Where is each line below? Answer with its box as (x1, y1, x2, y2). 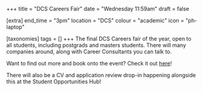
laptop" (6, 24, 25, 30)
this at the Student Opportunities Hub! (6, 78, 101, 85)
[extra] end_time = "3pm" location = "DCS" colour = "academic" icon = (6, 17, 184, 24)
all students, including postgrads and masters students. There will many (6, 42, 187, 49)
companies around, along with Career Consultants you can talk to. (6, 48, 172, 55)
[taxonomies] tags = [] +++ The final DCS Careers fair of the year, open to (6, 35, 191, 42)
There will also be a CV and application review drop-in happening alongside (6, 72, 196, 78)
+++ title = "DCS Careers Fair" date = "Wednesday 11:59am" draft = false (6, 5, 190, 12)
